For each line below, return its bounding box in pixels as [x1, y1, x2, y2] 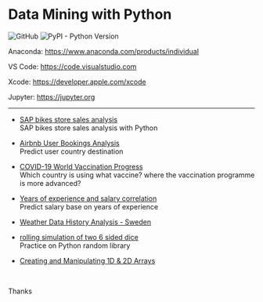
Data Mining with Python [8, 5, 172, 24]
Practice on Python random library [19, 241, 131, 250]
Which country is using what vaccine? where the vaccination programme [19, 170, 255, 180]
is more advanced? [19, 178, 81, 187]
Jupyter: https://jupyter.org [8, 92, 95, 101]
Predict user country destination [19, 147, 124, 156]
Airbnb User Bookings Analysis [19, 138, 120, 147]
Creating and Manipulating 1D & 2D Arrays [19, 256, 156, 265]
